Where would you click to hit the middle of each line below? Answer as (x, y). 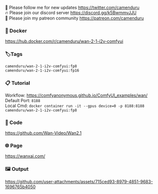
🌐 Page (14, 146)
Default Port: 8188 (23, 100)
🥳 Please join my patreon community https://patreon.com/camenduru (75, 18)
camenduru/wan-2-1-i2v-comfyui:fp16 (42, 71)
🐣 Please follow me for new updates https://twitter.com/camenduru (72, 8)
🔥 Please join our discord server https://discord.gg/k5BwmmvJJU (71, 13)
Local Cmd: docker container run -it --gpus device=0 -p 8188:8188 (75, 106)
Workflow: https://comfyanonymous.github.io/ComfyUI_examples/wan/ (76, 95)
